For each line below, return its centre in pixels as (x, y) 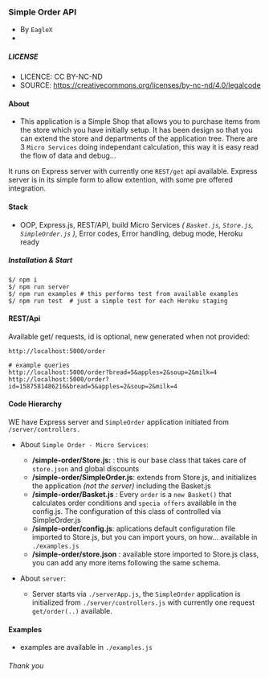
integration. (27, 188)
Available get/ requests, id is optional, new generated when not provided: (129, 336)
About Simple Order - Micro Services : (84, 445)
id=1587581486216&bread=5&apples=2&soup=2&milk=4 (93, 386)
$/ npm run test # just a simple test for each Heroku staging (118, 301)
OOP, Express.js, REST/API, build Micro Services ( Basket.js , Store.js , (137, 224)
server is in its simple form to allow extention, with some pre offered (120, 180)
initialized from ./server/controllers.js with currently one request (143, 602)
